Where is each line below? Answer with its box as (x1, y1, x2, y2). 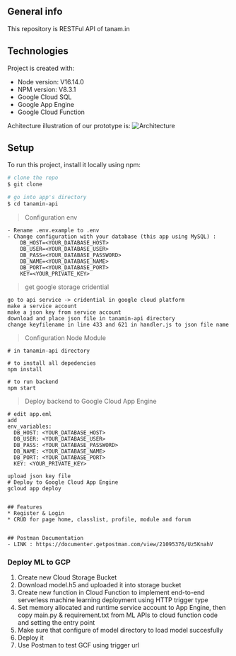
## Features (7, 503, 42, 511)
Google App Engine (17, 100, 74, 108)
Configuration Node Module (24, 333, 106, 342)
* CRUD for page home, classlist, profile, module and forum (7, 516, 191, 523)
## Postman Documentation (7, 534, 83, 541)
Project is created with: (7, 64, 75, 72)
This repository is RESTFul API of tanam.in (7, 24, 131, 33)
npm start (7, 384, 37, 392)
